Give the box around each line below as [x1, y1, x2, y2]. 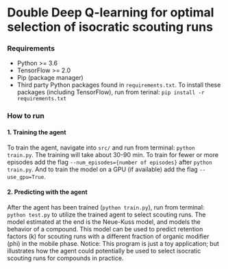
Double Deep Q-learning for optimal [7, 5, 214, 20]
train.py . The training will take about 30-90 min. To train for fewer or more [7, 150, 219, 158]
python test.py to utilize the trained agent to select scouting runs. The [7, 210, 206, 218]
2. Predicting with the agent [7, 188, 88, 196]
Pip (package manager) [16, 74, 84, 82]
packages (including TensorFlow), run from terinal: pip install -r [16, 88, 205, 96]
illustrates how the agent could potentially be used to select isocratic [7, 246, 201, 255]
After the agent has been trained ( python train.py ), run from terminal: [7, 203, 205, 211]
